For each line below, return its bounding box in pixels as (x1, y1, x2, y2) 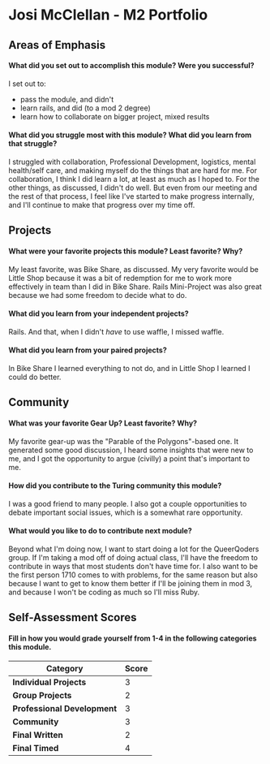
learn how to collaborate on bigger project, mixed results (19, 111, 210, 121)
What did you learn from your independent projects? (8, 309, 189, 318)
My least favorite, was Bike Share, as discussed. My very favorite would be (8, 264, 259, 274)
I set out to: (8, 79, 46, 88)
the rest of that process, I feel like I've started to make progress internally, (8, 191, 255, 201)
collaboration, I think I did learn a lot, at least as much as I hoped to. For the (8, 174, 259, 183)
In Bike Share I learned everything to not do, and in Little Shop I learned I (8, 363, 251, 373)
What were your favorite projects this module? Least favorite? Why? (8, 246, 243, 256)
